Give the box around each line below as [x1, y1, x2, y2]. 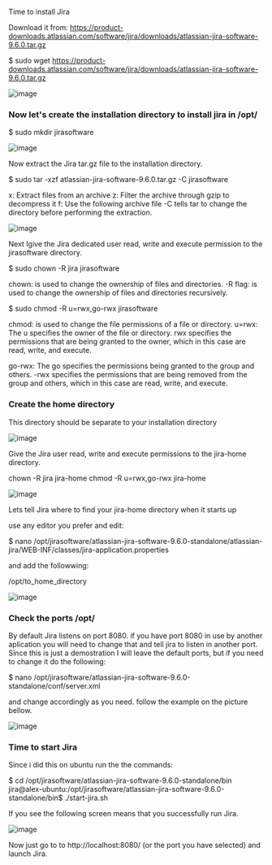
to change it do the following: [8, 656, 106, 666]
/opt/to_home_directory [8, 576, 88, 586]
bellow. [8, 705, 32, 715]
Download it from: [8, 23, 69, 32]
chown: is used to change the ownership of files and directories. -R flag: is [8, 280, 257, 289]
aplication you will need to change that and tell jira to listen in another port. [8, 639, 258, 649]
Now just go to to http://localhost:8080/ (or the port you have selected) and [8, 841, 261, 850]
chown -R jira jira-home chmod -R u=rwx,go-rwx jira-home [8, 473, 206, 483]
